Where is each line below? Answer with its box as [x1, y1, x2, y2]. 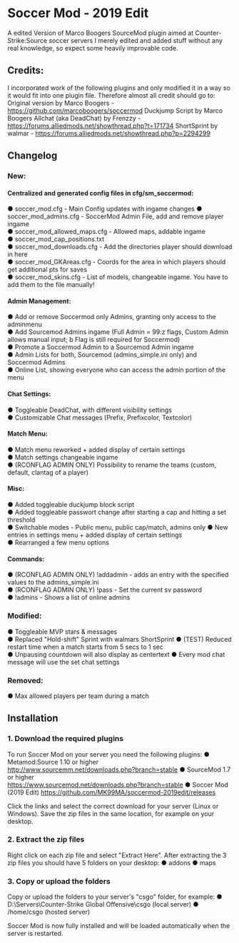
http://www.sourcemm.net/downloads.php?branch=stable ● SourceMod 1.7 [7, 765, 231, 774]
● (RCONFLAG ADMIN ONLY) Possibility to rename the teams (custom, [7, 460, 217, 469]
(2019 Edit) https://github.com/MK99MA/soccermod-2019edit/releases [7, 787, 216, 797]
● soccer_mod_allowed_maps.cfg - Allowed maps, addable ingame [7, 227, 205, 236]
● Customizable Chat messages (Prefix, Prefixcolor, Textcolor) [7, 413, 193, 422]
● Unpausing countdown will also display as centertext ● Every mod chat [7, 650, 225, 658]
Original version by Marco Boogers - [7, 99, 115, 107]
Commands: [7, 555, 45, 563]
